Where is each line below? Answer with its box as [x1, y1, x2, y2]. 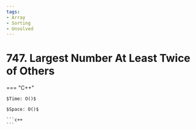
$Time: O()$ [6, 96, 36, 102]
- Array [6, 14, 26, 20]
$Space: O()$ [6, 107, 39, 113]
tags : [6, 8, 20, 15]
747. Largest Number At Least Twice [6, 52, 191, 65]
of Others [6, 64, 55, 78]
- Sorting [6, 20, 31, 26]
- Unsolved [6, 25, 34, 32]
